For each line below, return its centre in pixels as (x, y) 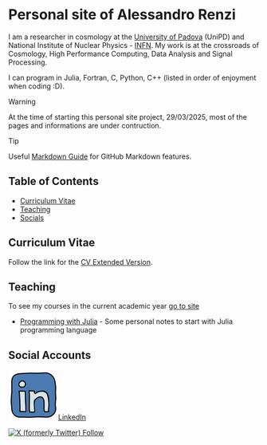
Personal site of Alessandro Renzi (122, 15)
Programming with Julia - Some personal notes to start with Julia (126, 321)
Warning (22, 101)
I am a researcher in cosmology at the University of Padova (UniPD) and (126, 37)
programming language (58, 330)
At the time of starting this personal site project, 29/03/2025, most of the (128, 116)
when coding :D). (37, 86)
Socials (32, 218)
